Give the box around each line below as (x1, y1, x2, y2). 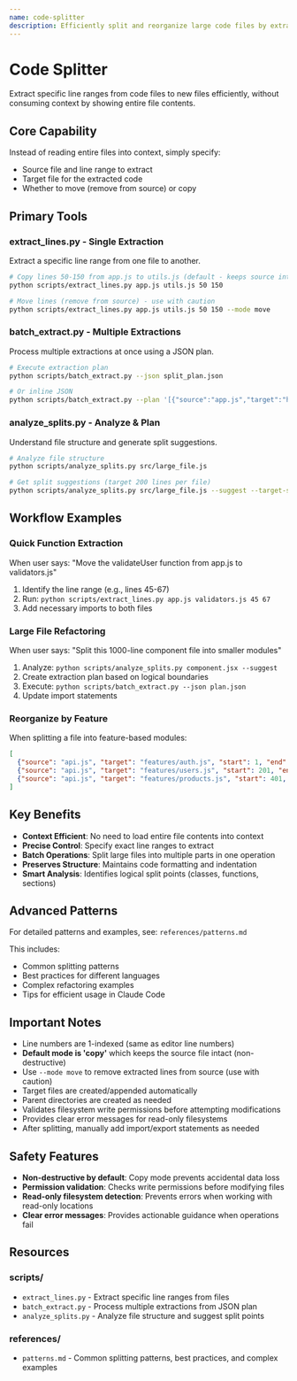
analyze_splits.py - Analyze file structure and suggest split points (21, 1310, 265, 1321)
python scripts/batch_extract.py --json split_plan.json (9, 371, 224, 381)
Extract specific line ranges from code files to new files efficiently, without (9, 89, 279, 99)
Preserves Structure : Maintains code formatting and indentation (21, 859, 258, 869)
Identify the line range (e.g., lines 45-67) (21, 583, 170, 594)
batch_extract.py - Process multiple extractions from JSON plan (21, 1300, 258, 1311)
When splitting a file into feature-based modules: (9, 732, 187, 744)
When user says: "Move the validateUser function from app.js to (9, 557, 243, 567)
